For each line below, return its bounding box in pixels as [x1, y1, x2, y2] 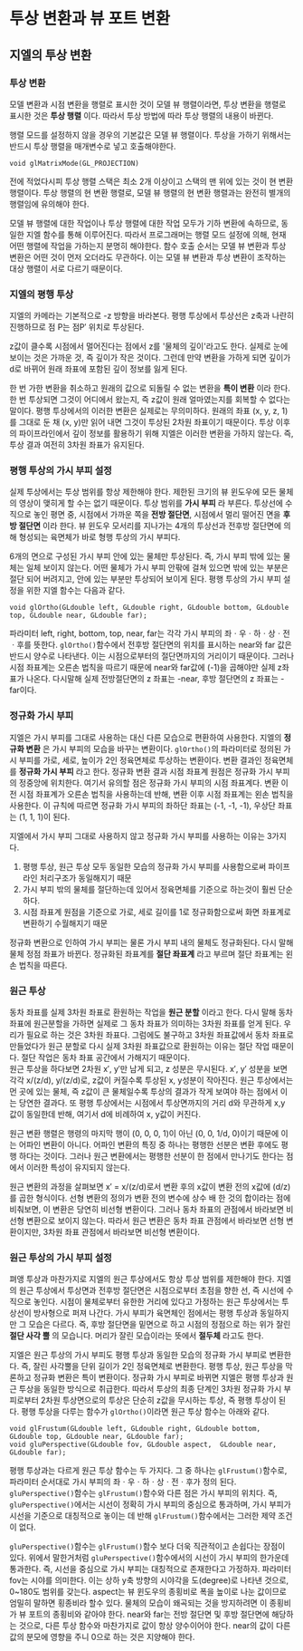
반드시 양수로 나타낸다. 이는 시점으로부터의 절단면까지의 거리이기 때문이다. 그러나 [9, 651, 295, 661]
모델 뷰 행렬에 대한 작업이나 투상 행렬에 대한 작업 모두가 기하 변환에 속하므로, [9, 217, 279, 228]
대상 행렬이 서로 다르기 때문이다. [9, 263, 124, 274]
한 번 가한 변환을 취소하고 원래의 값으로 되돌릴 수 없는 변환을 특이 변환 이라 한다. [9, 382, 291, 394]
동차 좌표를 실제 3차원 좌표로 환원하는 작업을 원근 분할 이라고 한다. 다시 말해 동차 [9, 1007, 294, 1018]
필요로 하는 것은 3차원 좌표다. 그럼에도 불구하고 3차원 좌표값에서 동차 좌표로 [25, 1029, 294, 1040]
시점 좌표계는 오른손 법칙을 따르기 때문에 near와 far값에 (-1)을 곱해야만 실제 [9, 662, 276, 673]
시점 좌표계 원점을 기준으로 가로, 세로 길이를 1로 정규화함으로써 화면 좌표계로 [22, 906, 291, 917]
